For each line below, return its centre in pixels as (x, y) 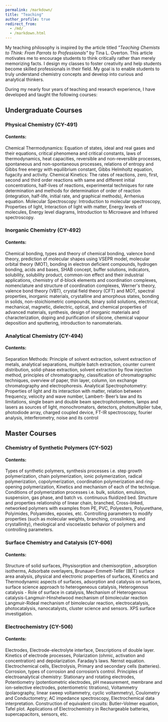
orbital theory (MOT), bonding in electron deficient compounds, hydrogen (81, 264)
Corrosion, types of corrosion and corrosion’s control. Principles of (74, 671)
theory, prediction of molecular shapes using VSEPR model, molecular (78, 259)
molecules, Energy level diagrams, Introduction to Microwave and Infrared (81, 212)
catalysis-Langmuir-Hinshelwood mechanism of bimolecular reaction (76, 598)
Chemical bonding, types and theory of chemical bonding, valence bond (80, 253)
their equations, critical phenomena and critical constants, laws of (73, 153)
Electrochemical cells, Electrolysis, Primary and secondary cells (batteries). (83, 666)
